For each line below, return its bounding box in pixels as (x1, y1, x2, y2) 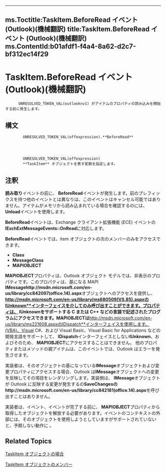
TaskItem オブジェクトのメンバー (5, 461, 73, 467)
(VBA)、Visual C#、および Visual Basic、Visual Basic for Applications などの (5, 327, 161, 333)
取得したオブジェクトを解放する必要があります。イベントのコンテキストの (5, 410, 157, 416)
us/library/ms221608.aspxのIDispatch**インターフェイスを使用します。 (5, 321, 150, 327)
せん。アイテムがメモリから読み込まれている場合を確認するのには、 (9, 202, 147, 208)
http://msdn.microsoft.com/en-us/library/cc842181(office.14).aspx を (5, 387, 151, 393)
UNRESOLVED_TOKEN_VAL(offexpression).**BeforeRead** (23, 134, 134, 140)
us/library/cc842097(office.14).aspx (5, 290, 82, 296)
